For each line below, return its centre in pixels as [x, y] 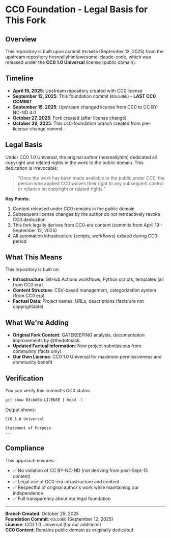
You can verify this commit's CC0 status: [48, 391]
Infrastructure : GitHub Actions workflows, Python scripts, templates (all [88, 279]
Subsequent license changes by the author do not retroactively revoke [86, 214]
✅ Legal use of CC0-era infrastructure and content [66, 481]
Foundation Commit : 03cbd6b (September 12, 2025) [59, 519]
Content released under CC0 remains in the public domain [74, 209]
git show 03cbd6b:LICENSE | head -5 [44, 400]
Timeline [20, 79]
